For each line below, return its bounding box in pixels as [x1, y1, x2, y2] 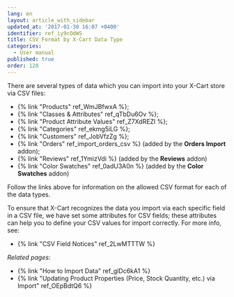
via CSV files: [7, 89, 46, 97]
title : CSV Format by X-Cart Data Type [7, 36, 123, 43]
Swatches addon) [17, 169, 70, 178]
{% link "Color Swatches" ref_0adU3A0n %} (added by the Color [17, 161, 204, 170]
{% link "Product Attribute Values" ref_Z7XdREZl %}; [17, 117, 169, 126]
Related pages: [7, 253, 51, 261]
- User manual [13, 50, 54, 57]
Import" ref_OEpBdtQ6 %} [17, 281, 93, 290]
